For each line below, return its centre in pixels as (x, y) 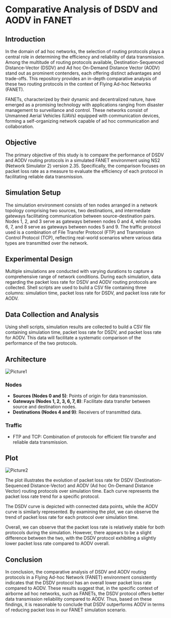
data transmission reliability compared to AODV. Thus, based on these (79, 599)
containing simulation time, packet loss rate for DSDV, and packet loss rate (83, 332)
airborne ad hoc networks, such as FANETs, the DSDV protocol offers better (85, 593)
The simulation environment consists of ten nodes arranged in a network (81, 205)
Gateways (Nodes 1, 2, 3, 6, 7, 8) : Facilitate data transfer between (81, 401)
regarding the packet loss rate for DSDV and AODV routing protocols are (81, 282)
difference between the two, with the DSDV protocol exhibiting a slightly (81, 538)
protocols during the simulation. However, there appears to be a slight (78, 533)
